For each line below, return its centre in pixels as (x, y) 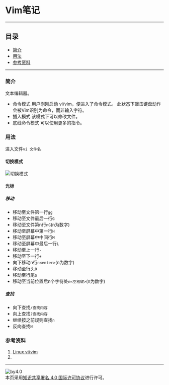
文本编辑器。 (18, 93)
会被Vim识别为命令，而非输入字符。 (50, 110)
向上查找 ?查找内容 (30, 314)
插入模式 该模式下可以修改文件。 (46, 117)
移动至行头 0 (25, 269)
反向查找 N (22, 326)
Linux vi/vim (25, 352)
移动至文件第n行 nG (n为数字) (41, 225)
